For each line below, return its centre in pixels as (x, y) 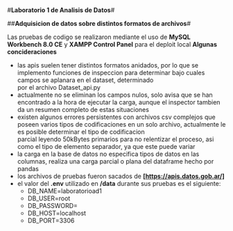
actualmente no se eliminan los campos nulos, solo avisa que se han (115, 95)
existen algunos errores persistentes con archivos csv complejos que (116, 117)
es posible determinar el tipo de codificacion (81, 132)
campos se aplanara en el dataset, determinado (85, 80)
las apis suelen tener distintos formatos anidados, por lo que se (108, 65)
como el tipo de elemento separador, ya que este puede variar (106, 146)
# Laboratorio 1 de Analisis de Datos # (61, 10)
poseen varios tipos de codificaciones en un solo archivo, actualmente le (121, 124)
